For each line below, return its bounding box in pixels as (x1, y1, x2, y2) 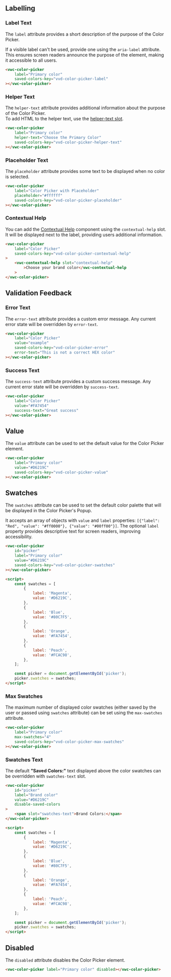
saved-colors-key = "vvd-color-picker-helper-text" (14, 140, 123, 145)
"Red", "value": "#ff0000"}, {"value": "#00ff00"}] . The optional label (5, 523, 159, 529)
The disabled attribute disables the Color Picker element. (5, 957, 126, 963)
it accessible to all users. (5, 57, 58, 63)
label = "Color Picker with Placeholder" (14, 188, 100, 193)
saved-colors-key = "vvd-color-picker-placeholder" (14, 197, 123, 203)
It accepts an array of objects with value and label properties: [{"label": (5, 517, 160, 523)
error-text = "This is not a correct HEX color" (14, 350, 115, 355)
